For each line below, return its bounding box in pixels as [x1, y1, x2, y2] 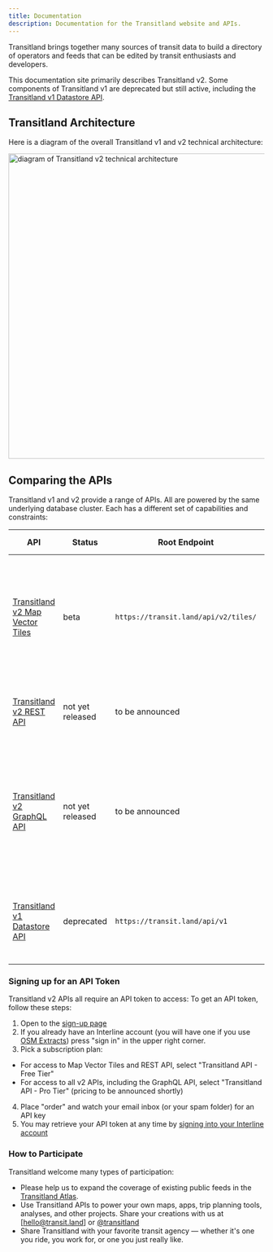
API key [19, 1110, 46, 1120]
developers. [8, 59, 49, 69]
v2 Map [12, 606, 42, 618]
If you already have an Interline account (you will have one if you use [19, 1027, 250, 1037]
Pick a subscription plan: [19, 1044, 103, 1054]
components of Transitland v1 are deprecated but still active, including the [8, 83, 256, 94]
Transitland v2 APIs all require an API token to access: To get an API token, [8, 994, 258, 1004]
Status [71, 536, 99, 548]
